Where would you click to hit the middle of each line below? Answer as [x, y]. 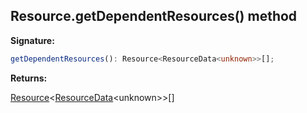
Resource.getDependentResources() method [154, 16]
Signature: [32, 40]
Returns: [29, 78]
